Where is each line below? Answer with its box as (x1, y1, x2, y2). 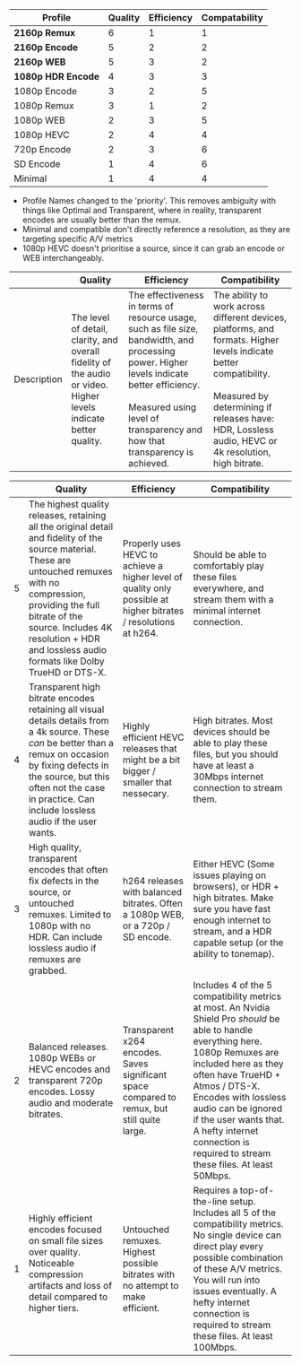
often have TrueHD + (193, 1069, 281, 1081)
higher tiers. (28, 1302, 79, 1314)
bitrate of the (28, 610, 83, 622)
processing (128, 345, 176, 357)
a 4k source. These (28, 726, 110, 738)
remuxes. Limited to (28, 909, 112, 920)
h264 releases (122, 874, 184, 887)
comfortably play (193, 560, 264, 572)
